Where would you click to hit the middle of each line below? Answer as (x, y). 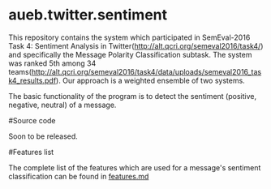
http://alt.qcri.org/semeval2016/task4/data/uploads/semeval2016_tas (146, 71)
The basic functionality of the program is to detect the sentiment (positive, (133, 96)
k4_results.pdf (32, 80)
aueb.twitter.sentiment (88, 15)
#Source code (32, 120)
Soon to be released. (43, 136)
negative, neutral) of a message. (62, 105)
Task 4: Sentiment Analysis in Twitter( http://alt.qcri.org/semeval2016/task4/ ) (136, 45)
